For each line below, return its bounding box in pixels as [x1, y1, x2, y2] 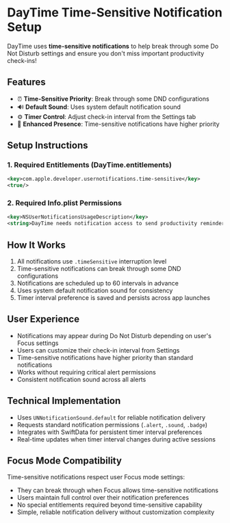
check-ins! [7, 56, 38, 64]
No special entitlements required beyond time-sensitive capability [16, 501, 203, 509]
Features [7, 77, 46, 88]
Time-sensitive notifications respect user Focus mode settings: [7, 473, 186, 481]
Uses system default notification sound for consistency [16, 286, 173, 295]
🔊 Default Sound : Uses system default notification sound [16, 103, 181, 111]
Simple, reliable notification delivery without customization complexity [16, 508, 215, 516]
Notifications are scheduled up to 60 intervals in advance [16, 279, 179, 288]
